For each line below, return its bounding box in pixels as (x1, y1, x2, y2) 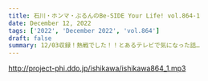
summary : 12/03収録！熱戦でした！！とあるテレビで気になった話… (8, 42, 200, 50)
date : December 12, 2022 (8, 19, 92, 27)
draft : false (8, 34, 52, 43)
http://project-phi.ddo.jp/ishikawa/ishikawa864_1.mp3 (8, 63, 186, 73)
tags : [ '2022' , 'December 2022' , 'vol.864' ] (8, 26, 160, 34)
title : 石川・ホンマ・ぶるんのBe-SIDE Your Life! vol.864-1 (8, 11, 201, 20)
